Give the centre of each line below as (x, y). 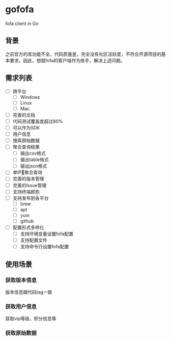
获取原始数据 (21, 333)
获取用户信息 (21, 306)
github (27, 221)
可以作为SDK (26, 127)
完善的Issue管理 (30, 185)
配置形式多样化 (28, 227)
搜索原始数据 (26, 141)
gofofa (20, 9)
